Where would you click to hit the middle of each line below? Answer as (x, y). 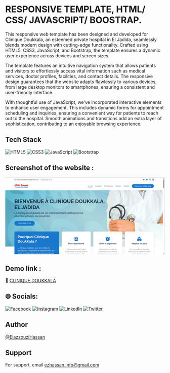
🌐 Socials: (22, 297)
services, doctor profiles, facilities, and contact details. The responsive (79, 76)
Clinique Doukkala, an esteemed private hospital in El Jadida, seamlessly (81, 40)
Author (16, 325)
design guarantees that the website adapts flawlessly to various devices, (81, 82)
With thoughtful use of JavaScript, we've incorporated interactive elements (83, 102)
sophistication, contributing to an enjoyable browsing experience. (73, 124)
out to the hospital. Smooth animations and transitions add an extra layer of (83, 118)
